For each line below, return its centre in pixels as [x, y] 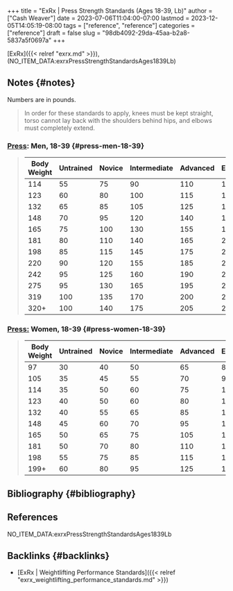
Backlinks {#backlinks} [58, 556]
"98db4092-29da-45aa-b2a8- [146, 33]
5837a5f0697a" [29, 40]
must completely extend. [60, 128]
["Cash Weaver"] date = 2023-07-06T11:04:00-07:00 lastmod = [98, 18]
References [33, 517]
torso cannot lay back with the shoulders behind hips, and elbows [118, 120]
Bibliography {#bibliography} [72, 493]
